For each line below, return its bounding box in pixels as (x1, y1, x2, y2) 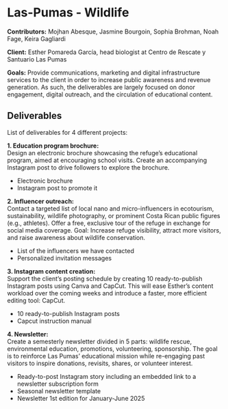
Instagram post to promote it (16, 183, 98, 192)
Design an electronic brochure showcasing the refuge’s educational (7, 148, 198, 157)
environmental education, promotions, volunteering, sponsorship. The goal (7, 344, 218, 353)
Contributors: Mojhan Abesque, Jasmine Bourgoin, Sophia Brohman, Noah (7, 27, 219, 36)
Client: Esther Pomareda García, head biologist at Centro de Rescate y (7, 48, 206, 56)
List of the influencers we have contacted (16, 246, 135, 254)
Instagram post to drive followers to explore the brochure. (7, 163, 170, 172)
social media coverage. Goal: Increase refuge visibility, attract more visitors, (7, 226, 221, 234)
